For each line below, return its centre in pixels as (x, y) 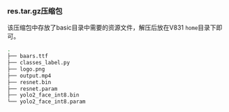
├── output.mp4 (29, 76)
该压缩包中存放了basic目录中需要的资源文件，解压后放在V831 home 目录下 (112, 28)
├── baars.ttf (28, 56)
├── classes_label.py (39, 63)
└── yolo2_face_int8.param (46, 102)
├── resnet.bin (29, 82)
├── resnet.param (32, 89)
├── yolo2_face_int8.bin (43, 95)
